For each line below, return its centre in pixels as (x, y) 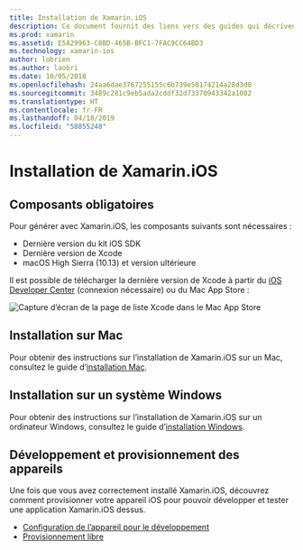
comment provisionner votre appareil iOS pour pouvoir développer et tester (149, 500)
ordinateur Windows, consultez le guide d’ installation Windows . (127, 426)
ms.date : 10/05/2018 (48, 77)
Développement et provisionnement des (125, 455)
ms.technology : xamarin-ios (62, 51)
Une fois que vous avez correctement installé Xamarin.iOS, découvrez (139, 490)
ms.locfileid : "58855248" (58, 127)
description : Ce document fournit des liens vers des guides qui (134, 26)
